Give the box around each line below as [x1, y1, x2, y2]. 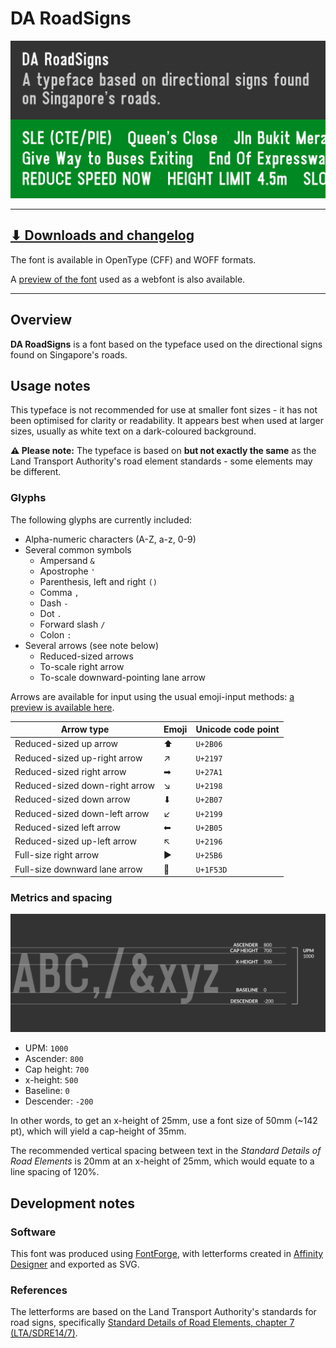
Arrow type [60, 723, 110, 736]
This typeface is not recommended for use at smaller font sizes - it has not [10, 404, 318, 416]
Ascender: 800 [24, 1053, 84, 1065]
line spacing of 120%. [10, 1166, 100, 1178]
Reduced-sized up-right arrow [14, 752, 143, 764]
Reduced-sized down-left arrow [14, 807, 150, 819]
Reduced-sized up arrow [14, 738, 119, 750]
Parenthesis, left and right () [39, 575, 158, 587]
